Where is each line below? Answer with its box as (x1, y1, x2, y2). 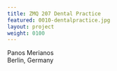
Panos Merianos (7, 49, 54, 57)
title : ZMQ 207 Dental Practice (7, 10, 101, 17)
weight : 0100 (7, 29, 45, 37)
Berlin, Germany (7, 56, 54, 65)
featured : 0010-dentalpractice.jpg (7, 17, 111, 24)
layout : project (7, 23, 54, 30)
